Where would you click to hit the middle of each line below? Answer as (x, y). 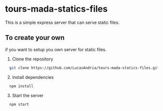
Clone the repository (33, 59)
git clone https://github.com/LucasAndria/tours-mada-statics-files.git (84, 68)
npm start (19, 104)
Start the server (28, 95)
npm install (22, 86)
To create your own (35, 38)
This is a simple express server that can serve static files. (62, 22)
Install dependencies (33, 77)
